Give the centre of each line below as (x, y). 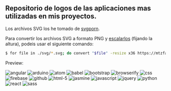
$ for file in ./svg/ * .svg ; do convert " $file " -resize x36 (70, 53)
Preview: (15, 63)
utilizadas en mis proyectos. (51, 17)
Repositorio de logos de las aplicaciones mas (78, 8)
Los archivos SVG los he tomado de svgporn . (53, 28)
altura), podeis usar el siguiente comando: (49, 44)
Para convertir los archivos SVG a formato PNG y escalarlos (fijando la (79, 38)
